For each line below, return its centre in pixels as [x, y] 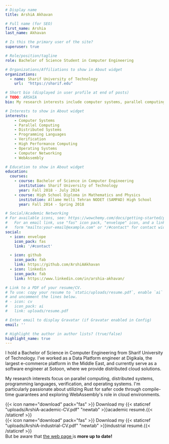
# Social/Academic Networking [37, 213]
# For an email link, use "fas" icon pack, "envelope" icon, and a [80, 223]
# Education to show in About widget [45, 167]
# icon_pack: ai [24, 306]
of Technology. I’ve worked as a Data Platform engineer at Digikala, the [79, 358]
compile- [152, 389]
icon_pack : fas [30, 241]
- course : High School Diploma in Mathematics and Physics [77, 195]
